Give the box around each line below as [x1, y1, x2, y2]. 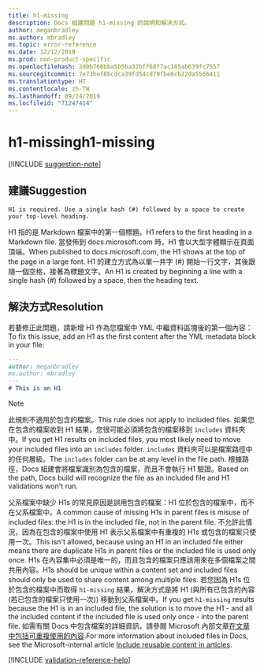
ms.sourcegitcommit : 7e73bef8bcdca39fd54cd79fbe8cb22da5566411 [8, 70, 221, 78]
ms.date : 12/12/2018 [8, 48, 76, 56]
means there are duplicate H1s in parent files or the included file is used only [8, 546, 257, 555]
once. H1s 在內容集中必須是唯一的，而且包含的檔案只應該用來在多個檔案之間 [8, 555, 256, 565]
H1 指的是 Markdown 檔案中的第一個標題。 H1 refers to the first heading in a [8, 227, 252, 236]
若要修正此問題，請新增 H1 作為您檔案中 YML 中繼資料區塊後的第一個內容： [8, 322, 253, 332]
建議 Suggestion [8, 184, 87, 198]
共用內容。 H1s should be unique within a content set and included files [8, 565, 238, 575]
